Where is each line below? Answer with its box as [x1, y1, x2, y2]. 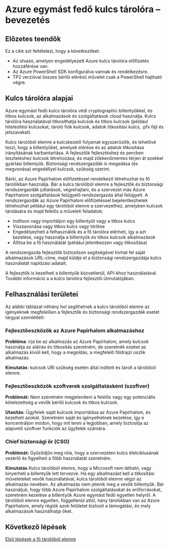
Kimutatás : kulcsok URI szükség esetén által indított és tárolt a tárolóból [5, 364, 156, 370]
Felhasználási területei [5, 290, 78, 299]
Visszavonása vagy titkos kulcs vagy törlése [12, 223, 105, 229]
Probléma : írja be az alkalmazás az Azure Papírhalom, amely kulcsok [5, 338, 149, 345]
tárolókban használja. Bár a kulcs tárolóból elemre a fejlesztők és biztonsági [5, 181, 163, 187]
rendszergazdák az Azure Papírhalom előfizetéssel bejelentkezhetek [5, 197, 148, 203]
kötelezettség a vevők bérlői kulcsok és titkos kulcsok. [5, 399, 119, 405]
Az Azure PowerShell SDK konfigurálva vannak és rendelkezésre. [12, 69, 149, 75]
